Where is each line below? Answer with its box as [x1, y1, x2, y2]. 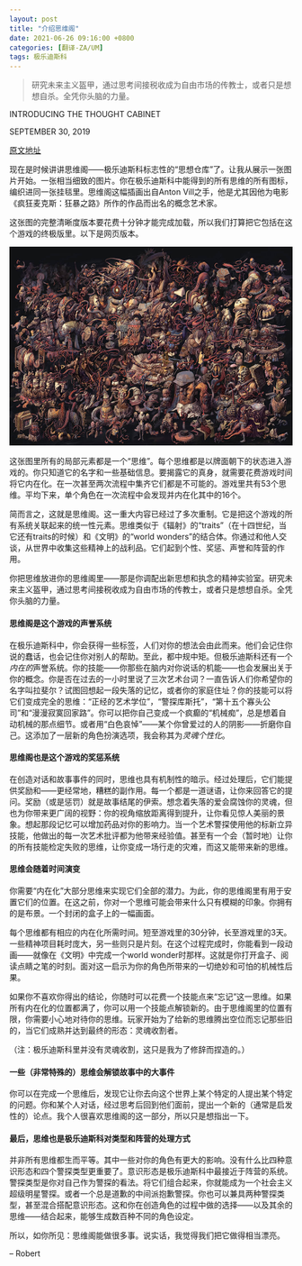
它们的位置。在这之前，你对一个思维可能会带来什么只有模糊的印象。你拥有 [16, 897, 293, 907]
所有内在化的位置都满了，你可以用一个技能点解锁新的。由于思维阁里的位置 [9, 1003, 285, 1014]
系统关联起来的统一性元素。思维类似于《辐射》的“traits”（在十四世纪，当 [16, 520, 288, 531]
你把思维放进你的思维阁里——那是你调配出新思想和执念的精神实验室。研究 [9, 573, 285, 584]
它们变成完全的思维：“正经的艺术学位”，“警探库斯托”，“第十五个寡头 [9, 696, 263, 706]
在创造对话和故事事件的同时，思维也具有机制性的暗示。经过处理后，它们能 [9, 773, 285, 784]
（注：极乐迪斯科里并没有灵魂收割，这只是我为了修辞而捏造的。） [9, 1044, 250, 1055]
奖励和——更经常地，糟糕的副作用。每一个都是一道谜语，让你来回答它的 [16, 785, 285, 796]
